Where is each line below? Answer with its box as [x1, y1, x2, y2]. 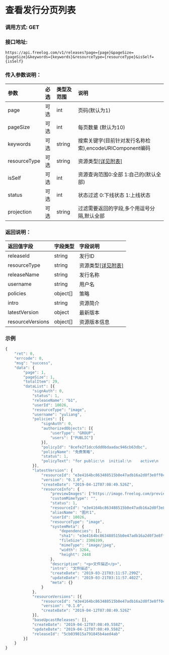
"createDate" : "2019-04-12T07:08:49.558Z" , [32, 622, 125, 627]
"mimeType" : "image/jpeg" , [59, 543, 116, 548]
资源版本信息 [79, 318, 110, 325]
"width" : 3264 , [59, 547, 92, 553]
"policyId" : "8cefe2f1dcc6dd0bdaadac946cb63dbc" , [41, 445, 147, 450]
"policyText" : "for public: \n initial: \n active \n [41, 459, 158, 464]
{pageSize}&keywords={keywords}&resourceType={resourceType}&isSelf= [5, 55, 154, 60]
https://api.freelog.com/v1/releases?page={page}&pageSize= [5, 50, 134, 55]
